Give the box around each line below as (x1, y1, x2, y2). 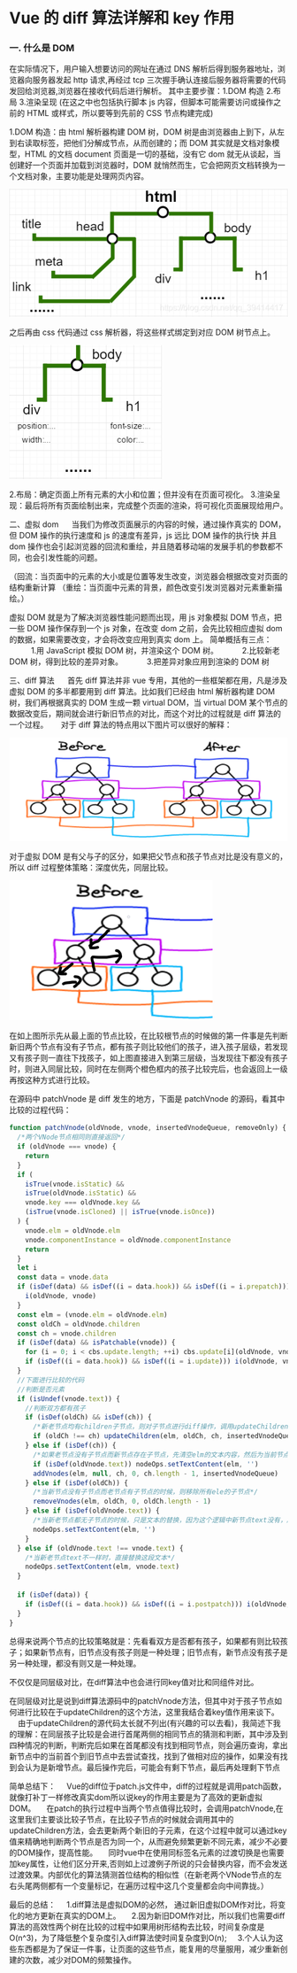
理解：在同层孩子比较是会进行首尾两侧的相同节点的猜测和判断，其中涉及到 (16, 1729, 288, 1739)
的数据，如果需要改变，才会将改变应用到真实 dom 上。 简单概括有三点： (9, 634, 272, 645)
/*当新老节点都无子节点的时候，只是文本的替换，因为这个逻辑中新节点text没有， (32, 1516, 287, 1525)
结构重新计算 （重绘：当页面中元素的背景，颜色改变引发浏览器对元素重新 (9, 582, 275, 592)
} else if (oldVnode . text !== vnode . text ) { (17, 1544, 184, 1552)
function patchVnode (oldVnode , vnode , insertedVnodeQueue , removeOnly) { (9, 1124, 287, 1133)
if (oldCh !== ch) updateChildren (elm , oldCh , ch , (32, 1432, 224, 1441)
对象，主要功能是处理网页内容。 (32, 171, 148, 182)
